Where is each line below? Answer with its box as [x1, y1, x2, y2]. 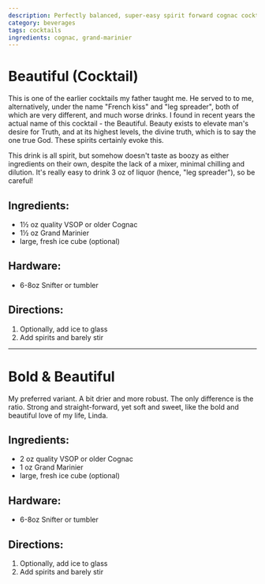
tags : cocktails [8, 26, 62, 34]
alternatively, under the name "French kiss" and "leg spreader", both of [8, 102, 239, 111]
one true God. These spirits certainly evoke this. [8, 136, 164, 145]
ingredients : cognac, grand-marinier [8, 33, 132, 42]
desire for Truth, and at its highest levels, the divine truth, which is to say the [8, 127, 256, 137]
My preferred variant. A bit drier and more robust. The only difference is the [8, 394, 254, 403]
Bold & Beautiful [8, 368, 116, 385]
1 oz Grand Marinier [19, 462, 84, 472]
